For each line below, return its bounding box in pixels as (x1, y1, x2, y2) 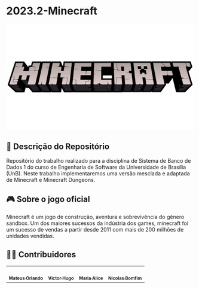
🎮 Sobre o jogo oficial (6, 194, 90, 205)
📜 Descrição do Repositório (6, 141, 109, 151)
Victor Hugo (48, 275, 74, 282)
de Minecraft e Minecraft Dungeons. (6, 177, 96, 183)
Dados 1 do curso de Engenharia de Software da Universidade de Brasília (6, 163, 186, 171)
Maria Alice (78, 275, 103, 282)
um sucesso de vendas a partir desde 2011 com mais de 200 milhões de (6, 226, 184, 233)
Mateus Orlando (8, 275, 44, 282)
